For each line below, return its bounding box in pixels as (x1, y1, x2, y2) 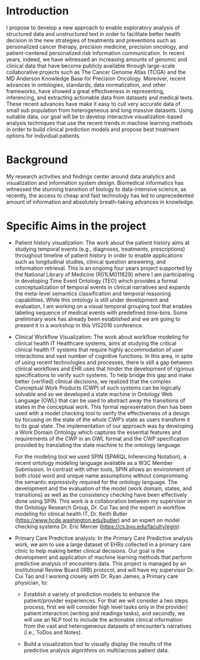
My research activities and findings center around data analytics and (6, 172, 175, 180)
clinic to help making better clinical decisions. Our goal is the (14, 547, 165, 554)
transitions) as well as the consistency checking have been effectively (14, 491, 187, 498)
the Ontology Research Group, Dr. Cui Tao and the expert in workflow (14, 504, 186, 511)
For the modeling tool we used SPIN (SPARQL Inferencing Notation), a (14, 453, 187, 460)
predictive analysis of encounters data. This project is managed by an (14, 559, 187, 567)
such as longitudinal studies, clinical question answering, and (14, 258, 166, 265)
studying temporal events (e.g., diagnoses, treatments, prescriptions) (14, 245, 185, 253)
